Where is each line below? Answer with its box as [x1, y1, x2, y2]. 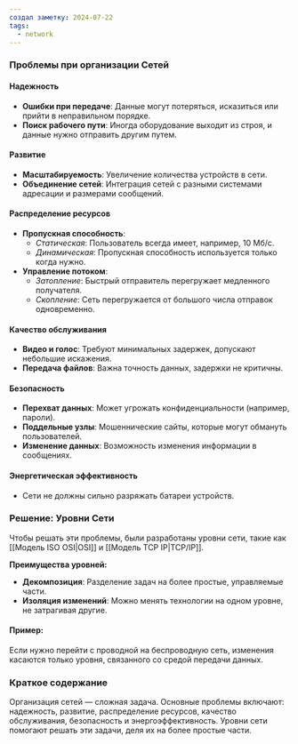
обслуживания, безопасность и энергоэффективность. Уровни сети [9, 716, 269, 726]
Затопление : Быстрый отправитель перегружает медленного [35, 275, 270, 285]
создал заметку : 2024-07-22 [9, 12, 114, 22]
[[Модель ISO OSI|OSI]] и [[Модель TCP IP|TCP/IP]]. [9, 541, 205, 552]
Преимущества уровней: [9, 559, 108, 570]
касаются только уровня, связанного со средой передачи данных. [9, 654, 264, 665]
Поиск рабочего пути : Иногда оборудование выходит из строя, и [21, 119, 273, 130]
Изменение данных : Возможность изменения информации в [21, 441, 257, 452]
